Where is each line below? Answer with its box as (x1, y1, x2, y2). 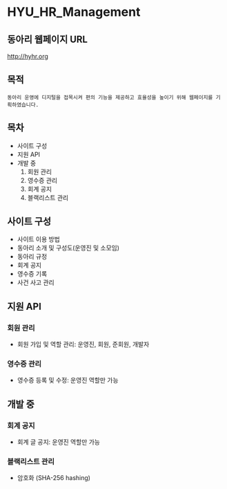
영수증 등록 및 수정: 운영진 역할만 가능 (17, 376, 119, 385)
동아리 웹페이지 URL (7, 33, 88, 45)
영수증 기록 (17, 270, 48, 278)
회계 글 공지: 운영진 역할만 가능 (17, 438, 100, 446)
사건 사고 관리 (17, 278, 55, 287)
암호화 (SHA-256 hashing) (17, 474, 91, 482)
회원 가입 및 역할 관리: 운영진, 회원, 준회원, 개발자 (17, 340, 150, 349)
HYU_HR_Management (7, 4, 141, 20)
